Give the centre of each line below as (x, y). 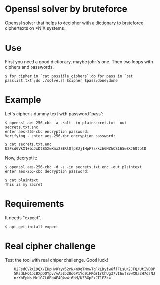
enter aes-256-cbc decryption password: (47, 171)
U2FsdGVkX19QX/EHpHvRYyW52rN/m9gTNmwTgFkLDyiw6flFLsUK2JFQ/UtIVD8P (84, 269)
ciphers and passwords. (30, 67)
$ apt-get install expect (32, 227)
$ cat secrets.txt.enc (28, 144)
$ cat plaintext (22, 180)
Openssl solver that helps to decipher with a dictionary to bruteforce (74, 23)
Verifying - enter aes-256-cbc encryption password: (60, 136)
